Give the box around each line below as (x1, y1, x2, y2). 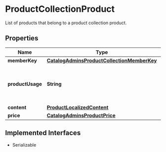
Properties (5, 34, 39, 42)
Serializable (12, 142, 37, 148)
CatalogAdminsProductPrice (46, 112, 116, 119)
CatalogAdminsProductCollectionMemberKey (46, 57, 157, 64)
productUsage (7, 80, 42, 87)
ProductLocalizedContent (46, 104, 109, 111)
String (46, 80, 62, 87)
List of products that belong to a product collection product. (5, 20, 127, 26)
